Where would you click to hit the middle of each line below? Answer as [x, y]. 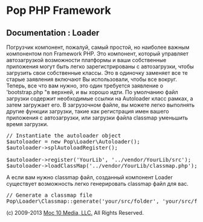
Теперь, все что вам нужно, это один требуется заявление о [85, 86]
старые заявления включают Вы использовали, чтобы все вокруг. [92, 79]
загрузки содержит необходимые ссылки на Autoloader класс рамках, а [100, 98]
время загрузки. [27, 124]
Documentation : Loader [53, 33]
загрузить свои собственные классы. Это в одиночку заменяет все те [97, 73]
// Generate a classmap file [49, 195]
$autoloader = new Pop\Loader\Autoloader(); [73, 141]
